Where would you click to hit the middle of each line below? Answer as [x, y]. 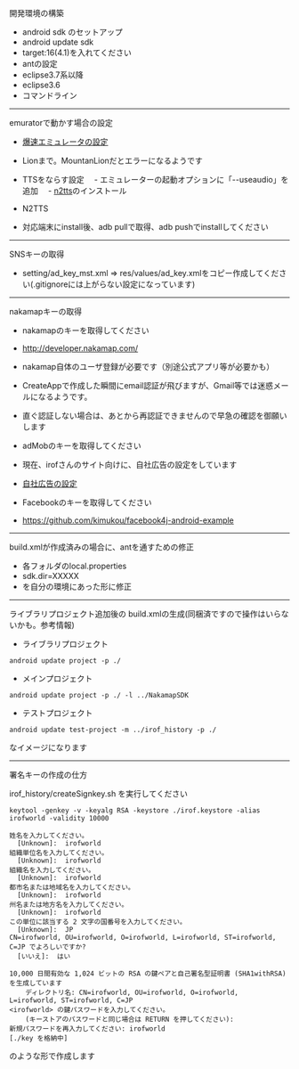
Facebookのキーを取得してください [87, 502]
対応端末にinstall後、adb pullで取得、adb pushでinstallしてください [145, 227]
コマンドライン [49, 95]
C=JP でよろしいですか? [48, 947]
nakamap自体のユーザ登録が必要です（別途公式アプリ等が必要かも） [148, 367]
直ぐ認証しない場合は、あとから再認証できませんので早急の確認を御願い [154, 416]
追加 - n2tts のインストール [74, 191]
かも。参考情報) [46, 625]
